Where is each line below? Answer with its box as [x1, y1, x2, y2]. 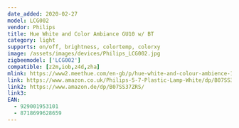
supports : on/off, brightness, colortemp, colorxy [7, 43, 161, 50]
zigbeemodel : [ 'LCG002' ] [7, 57, 81, 64]
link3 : [7, 90, 27, 97]
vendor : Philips [7, 23, 55, 31]
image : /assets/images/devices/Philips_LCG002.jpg [7, 50, 161, 58]
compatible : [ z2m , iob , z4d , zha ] [7, 63, 100, 70]
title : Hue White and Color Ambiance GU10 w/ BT [7, 30, 154, 38]
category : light [7, 37, 55, 44]
